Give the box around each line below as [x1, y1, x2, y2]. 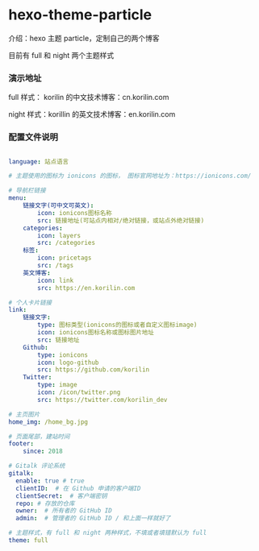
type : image [37, 381, 78, 389]
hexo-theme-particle [8, 6, 152, 24]
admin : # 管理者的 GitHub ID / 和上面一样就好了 [15, 514, 171, 523]
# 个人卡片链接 [8, 298, 52, 307]
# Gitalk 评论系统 [8, 462, 65, 470]
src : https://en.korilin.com [37, 284, 136, 292]
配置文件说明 [8, 131, 59, 143]
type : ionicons [37, 350, 89, 359]
